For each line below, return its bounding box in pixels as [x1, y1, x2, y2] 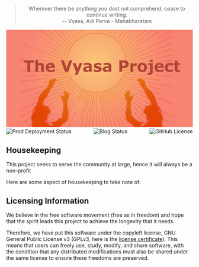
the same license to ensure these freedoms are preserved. [6, 254, 149, 261]
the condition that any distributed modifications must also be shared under [6, 248, 188, 255]
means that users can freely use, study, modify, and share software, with [6, 242, 184, 249]
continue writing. [86, 11, 128, 18]
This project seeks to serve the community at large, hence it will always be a [6, 161, 192, 168]
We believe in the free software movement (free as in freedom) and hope [6, 211, 184, 218]
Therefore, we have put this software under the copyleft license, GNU [6, 229, 176, 236]
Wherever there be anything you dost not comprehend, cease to [28, 5, 185, 12]
